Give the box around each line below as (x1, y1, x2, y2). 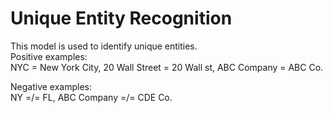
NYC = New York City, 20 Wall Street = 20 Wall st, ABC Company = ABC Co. (10, 61, 324, 73)
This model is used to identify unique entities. (10, 40, 198, 52)
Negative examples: (10, 80, 92, 92)
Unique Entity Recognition (10, 7, 233, 30)
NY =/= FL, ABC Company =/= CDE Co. (10, 91, 173, 103)
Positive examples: (10, 50, 88, 62)
